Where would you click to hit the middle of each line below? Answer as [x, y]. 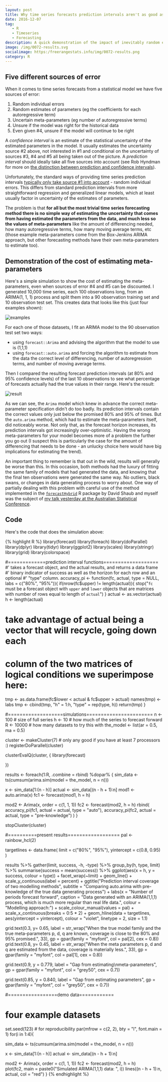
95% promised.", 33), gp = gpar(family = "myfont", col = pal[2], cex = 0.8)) [82, 939]
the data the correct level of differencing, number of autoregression [82, 358]
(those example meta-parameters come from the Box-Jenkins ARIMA [76, 235]
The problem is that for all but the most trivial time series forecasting [77, 208]
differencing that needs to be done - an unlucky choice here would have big [83, 446]
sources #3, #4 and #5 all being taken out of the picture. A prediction [76, 157]
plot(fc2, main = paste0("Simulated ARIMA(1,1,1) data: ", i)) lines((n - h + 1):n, [83, 1068]
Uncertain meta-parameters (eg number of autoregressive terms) [80, 120]
